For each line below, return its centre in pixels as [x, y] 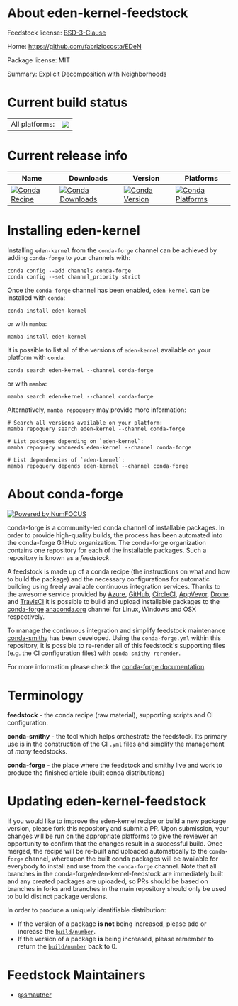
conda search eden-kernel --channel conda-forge [80, 370]
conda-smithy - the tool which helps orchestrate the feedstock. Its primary [117, 736]
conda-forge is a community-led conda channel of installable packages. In [116, 527]
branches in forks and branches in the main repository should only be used [117, 888]
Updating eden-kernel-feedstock [107, 801]
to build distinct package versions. [57, 896]
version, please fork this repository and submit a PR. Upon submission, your [118, 828]
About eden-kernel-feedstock [98, 13]
